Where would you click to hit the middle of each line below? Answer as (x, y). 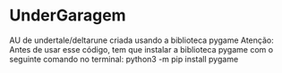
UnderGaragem (68, 16)
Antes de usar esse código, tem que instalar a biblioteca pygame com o (141, 49)
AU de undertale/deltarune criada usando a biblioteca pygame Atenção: (142, 40)
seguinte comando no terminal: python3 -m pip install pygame (124, 59)
